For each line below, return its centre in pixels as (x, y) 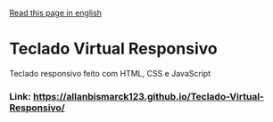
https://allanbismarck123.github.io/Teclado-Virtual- (149, 96)
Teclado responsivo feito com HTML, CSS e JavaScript (110, 73)
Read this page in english (56, 13)
